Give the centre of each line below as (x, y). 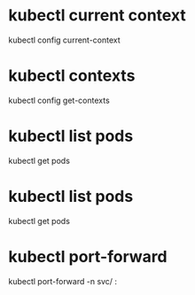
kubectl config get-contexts (59, 100)
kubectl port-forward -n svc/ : (62, 281)
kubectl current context (97, 16)
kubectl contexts (72, 76)
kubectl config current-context (64, 40)
